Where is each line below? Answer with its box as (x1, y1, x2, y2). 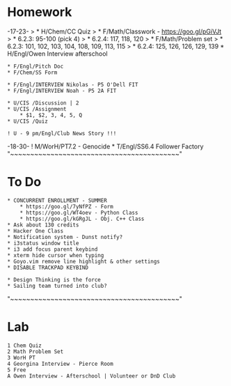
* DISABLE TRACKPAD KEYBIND (7, 264, 89, 271)
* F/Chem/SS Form (7, 69, 58, 76)
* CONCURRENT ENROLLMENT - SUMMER (7, 196, 108, 204)
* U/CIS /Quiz (7, 118, 49, 125)
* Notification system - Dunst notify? (7, 233, 123, 240)
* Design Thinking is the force (7, 276, 101, 283)
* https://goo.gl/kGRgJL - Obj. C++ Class (19, 215, 145, 222)
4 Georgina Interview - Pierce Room (7, 360, 113, 367)
